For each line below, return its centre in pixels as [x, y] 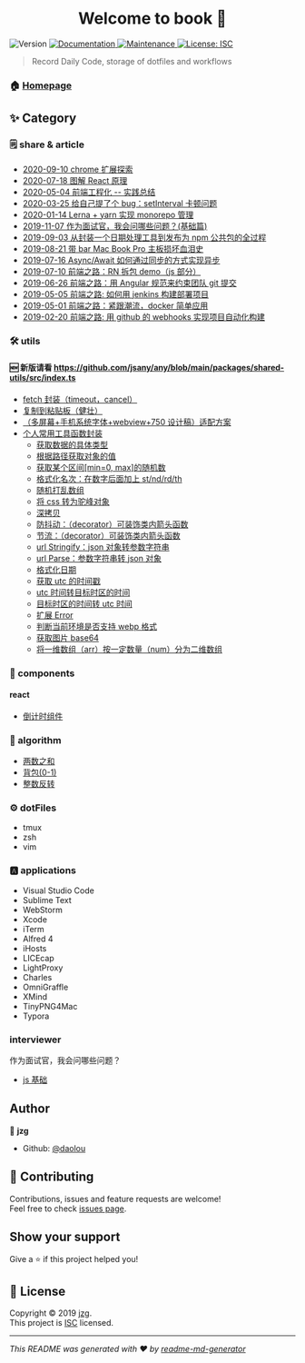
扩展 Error [55, 615]
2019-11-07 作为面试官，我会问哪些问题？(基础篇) [115, 225]
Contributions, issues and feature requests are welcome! [115, 1199]
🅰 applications [43, 871]
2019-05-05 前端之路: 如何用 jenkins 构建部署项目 [116, 293]
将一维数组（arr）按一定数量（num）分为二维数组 [129, 649]
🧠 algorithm [35, 740]
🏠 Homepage [41, 85]
